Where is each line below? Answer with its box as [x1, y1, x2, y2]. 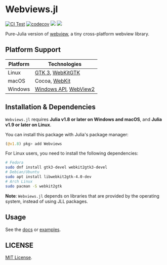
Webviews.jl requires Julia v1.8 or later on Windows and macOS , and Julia [5, 116, 162, 122]
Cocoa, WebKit [34, 77, 71, 84]
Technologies [48, 60, 82, 67]
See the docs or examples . [5, 226, 61, 233]
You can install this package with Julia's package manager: [5, 131, 129, 137]
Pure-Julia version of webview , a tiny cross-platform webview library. [5, 30, 149, 36]
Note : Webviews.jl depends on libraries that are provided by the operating [5, 193, 159, 199]
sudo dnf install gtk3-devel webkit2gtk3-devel [5, 165, 108, 170]
